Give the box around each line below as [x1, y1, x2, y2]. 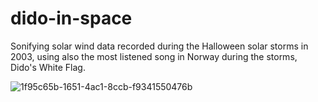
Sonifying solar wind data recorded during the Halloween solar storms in [10, 40, 309, 52]
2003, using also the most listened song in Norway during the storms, [10, 50, 298, 62]
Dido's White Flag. [10, 61, 86, 73]
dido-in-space [10, 7, 133, 30]
